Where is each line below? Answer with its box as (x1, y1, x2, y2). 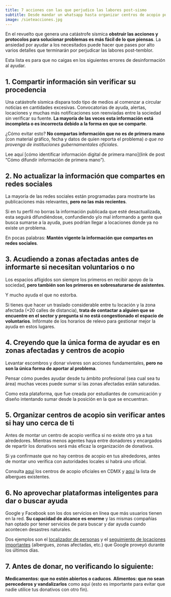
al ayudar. (5, 62, 26, 69)
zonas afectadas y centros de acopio (5, 346, 125, 355)
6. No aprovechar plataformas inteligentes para (5, 489, 159, 497)
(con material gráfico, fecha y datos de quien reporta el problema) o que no (5, 136, 164, 142)
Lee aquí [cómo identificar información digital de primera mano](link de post (5, 151, 165, 157)
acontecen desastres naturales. (5, 526, 72, 533)
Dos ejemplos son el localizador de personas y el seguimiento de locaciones (5, 536, 166, 542)
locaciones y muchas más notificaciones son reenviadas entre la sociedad (5, 110, 161, 116)
